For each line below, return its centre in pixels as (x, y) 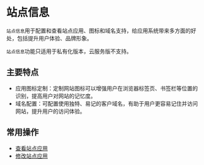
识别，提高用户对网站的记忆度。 (55, 96)
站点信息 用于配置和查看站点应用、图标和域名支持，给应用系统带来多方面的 (99, 31)
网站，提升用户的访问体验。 (50, 111)
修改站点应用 (31, 156)
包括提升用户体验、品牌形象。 (55, 38)
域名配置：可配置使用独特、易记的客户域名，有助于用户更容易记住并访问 (106, 103)
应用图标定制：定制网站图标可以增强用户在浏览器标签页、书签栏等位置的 (106, 88)
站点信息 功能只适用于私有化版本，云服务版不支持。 (69, 51)
